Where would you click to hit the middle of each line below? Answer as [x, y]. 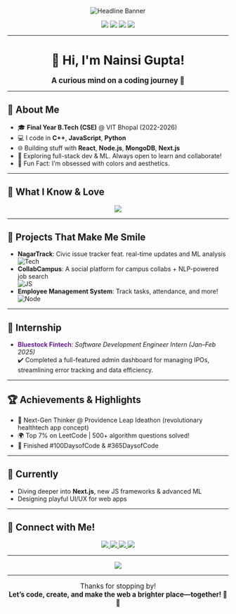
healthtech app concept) [53, 428]
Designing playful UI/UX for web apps [72, 499]
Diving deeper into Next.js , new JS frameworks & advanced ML [110, 491]
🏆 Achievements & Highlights [74, 400]
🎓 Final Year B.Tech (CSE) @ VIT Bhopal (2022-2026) [97, 127]
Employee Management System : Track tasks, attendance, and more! [118, 291]
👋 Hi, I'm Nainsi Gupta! [118, 60]
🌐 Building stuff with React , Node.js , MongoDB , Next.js [99, 148]
